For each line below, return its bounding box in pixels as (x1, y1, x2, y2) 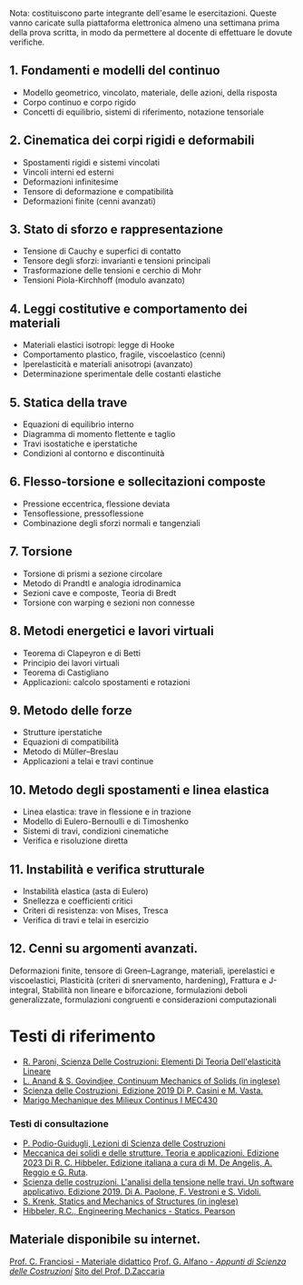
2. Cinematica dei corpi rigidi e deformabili (9, 133, 255, 148)
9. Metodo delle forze (9, 702, 132, 718)
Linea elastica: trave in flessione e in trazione (22, 806, 192, 817)
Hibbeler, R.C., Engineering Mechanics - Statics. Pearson (22, 1205, 236, 1216)
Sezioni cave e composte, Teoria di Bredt (22, 587, 177, 598)
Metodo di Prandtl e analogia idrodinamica (22, 577, 181, 589)
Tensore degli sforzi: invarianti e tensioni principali (22, 255, 211, 266)
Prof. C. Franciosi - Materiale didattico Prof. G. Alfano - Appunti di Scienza (9, 1256, 287, 1267)
